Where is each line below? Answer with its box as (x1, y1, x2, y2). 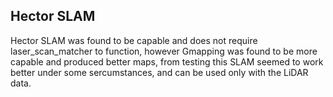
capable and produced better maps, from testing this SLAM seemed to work (10, 55, 324, 68)
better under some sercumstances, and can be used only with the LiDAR (10, 66, 309, 78)
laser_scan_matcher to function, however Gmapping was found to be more (10, 45, 318, 57)
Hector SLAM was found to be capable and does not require (10, 34, 258, 46)
